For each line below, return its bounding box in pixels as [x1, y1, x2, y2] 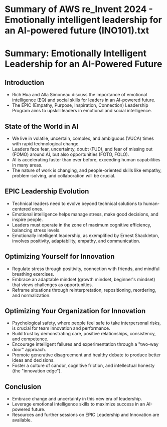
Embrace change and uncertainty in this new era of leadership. [12, 396, 142, 402]
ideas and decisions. [12, 357, 55, 363]
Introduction [5, 78, 45, 87]
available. [12, 417, 32, 423]
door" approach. [12, 347, 46, 353]
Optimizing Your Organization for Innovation [5, 307, 146, 315]
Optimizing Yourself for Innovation [5, 252, 115, 261]
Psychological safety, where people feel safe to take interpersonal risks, [12, 320, 161, 326]
